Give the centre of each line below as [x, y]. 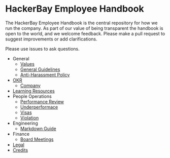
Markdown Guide [38, 128]
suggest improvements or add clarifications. [51, 39]
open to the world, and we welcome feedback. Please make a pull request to [85, 33]
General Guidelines [40, 69]
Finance [21, 134]
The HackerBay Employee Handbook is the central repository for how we [81, 23]
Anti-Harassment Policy [45, 74]
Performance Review [42, 101]
